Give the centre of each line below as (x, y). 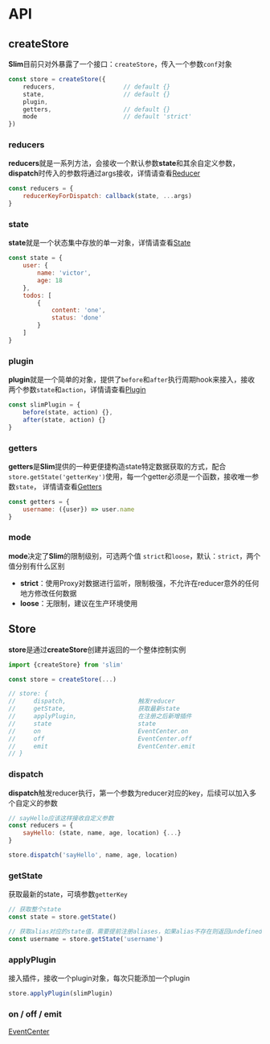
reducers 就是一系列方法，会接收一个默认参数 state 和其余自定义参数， (124, 163)
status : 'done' (77, 318)
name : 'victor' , (64, 273)
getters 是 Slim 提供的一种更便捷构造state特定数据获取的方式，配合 (117, 466)
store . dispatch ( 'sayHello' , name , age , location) (93, 855)
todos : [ (37, 295)
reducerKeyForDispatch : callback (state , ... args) (108, 196)
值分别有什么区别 (37, 566)
